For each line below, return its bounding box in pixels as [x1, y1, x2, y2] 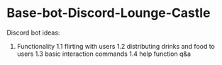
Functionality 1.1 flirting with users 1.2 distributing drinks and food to [16, 42, 216, 50]
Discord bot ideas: [6, 28, 60, 37]
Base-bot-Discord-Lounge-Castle [6, 5, 211, 21]
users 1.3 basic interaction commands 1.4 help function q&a [16, 49, 192, 58]
